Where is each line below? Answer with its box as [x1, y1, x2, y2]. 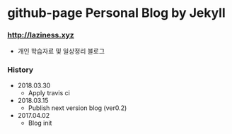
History [7, 65, 34, 75]
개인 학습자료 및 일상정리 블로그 [17, 47, 105, 56]
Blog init [28, 118, 52, 127]
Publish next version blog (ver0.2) [28, 104, 127, 112]
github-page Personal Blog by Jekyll [7, 5, 226, 21]
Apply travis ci [28, 88, 71, 97]
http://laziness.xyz [7, 30, 74, 40]
